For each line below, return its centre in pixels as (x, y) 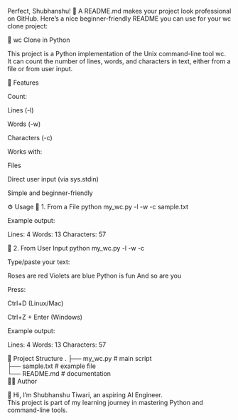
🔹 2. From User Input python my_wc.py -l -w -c (76, 248)
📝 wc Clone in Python (39, 40)
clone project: (28, 26)
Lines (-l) (21, 110)
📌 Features (23, 83)
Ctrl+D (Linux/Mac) (36, 303)
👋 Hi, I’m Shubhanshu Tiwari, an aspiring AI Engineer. (85, 395)
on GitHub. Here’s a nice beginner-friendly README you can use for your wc (119, 19)
